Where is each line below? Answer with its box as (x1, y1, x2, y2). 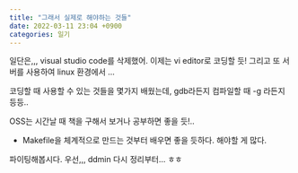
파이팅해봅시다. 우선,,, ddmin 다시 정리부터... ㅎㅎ (9, 154, 182, 165)
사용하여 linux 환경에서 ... (25, 66, 115, 77)
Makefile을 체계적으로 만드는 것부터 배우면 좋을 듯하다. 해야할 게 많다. (22, 135, 267, 146)
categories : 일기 (9, 30, 70, 39)
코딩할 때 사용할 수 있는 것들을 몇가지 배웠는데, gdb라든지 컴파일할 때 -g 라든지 (9, 86, 285, 97)
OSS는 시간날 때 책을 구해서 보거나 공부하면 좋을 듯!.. (9, 116, 195, 126)
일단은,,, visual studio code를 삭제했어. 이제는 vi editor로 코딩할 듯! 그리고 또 (9, 56, 281, 66)
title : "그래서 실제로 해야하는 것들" (9, 13, 132, 22)
